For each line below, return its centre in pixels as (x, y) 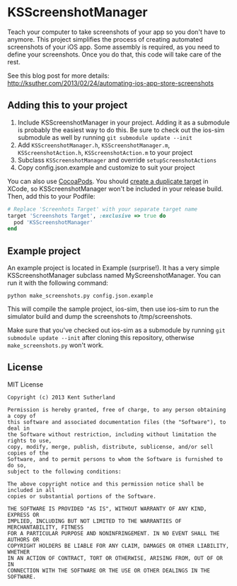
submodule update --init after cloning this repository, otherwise (101, 338)
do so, (17, 465)
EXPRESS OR (23, 515)
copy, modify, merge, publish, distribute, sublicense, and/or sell (110, 447)
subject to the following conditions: (64, 471)
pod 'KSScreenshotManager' (53, 222)
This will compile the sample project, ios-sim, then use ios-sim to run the (113, 309)
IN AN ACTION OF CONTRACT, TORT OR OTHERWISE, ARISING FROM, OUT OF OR (115, 558)
